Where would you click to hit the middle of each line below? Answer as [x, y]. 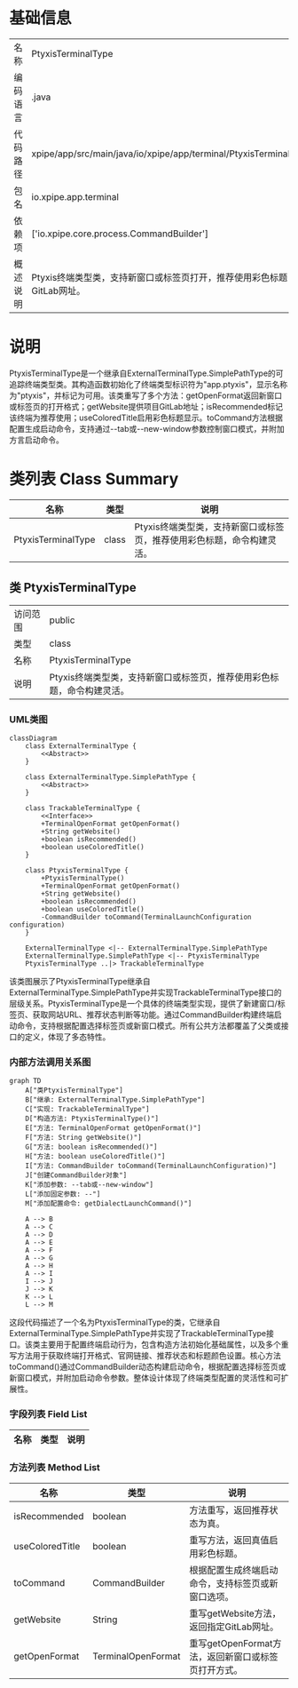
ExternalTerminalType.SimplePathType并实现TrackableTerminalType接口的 [145, 992]
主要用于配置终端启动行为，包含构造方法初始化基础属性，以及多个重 [164, 1345]
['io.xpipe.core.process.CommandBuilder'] [120, 234]
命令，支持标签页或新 [234, 1583]
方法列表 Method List [55, 1468]
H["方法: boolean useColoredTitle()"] [95, 1157]
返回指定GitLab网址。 [234, 1627]
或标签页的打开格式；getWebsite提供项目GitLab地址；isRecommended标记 [146, 406]
